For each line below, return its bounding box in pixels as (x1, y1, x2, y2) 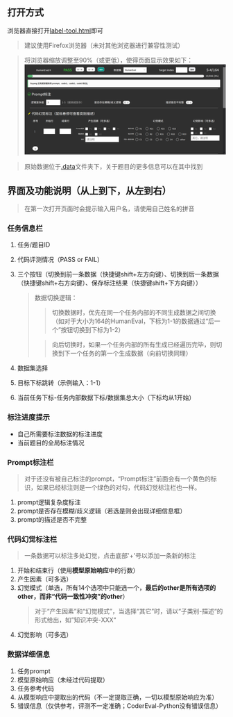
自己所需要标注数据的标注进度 (17, 429, 103, 438)
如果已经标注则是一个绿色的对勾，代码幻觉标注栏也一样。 (36, 484, 201, 492)
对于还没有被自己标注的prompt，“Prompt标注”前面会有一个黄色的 (24, 475, 212, 483)
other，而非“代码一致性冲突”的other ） (17, 593, 129, 601)
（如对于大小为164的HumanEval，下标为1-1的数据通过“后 (51, 317, 215, 325)
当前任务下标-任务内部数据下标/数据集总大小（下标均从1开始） (17, 393, 196, 402)
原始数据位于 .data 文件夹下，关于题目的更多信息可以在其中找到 (24, 163, 203, 171)
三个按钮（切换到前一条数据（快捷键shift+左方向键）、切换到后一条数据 (17, 270, 220, 279)
